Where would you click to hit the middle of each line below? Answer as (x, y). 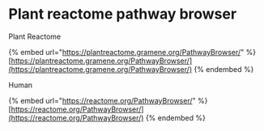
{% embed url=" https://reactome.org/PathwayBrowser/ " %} (108, 100)
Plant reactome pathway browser (123, 14)
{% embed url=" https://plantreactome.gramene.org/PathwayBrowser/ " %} (132, 52)
